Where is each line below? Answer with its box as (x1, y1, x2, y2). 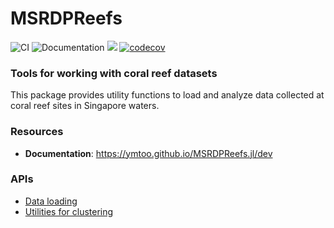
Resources (10, 125, 64, 139)
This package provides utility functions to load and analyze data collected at (10, 89, 325, 101)
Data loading (24, 195, 78, 207)
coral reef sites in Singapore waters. (10, 100, 160, 112)
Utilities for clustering (24, 205, 114, 217)
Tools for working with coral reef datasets (10, 66, 218, 80)
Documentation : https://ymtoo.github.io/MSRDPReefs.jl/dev (24, 147, 273, 159)
